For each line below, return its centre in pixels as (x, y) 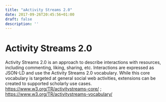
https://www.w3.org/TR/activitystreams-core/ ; (53, 89)
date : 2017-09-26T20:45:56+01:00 (40, 14)
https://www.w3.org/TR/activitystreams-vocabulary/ (59, 94)
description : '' (22, 24)
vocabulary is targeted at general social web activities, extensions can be (81, 78)
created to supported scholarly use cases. (49, 83)
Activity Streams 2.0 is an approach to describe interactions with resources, (83, 62)
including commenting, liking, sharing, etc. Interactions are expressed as (80, 67)
